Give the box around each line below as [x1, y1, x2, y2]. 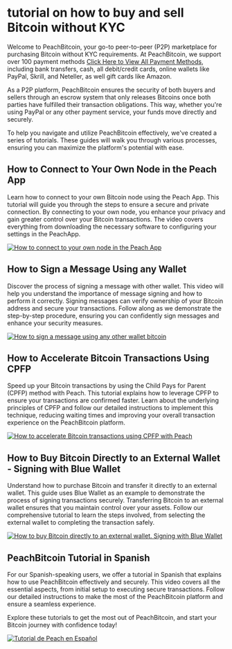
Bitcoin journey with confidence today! [7, 621, 118, 629]
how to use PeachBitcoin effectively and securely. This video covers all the [7, 578, 221, 586]
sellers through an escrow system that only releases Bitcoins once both [7, 92, 211, 101]
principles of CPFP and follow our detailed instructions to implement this [7, 404, 213, 412]
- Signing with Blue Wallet [7, 463, 121, 475]
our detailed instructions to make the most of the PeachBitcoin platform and [7, 593, 223, 600]
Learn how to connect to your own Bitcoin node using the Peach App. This [7, 192, 220, 201]
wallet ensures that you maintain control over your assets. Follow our [7, 504, 204, 512]
